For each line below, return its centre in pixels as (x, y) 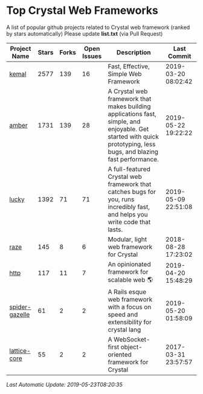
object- (132, 347)
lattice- (20, 350)
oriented (120, 354)
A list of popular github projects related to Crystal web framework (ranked (98, 27)
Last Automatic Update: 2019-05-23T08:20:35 (64, 384)
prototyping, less (132, 144)
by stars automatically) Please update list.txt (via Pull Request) (85, 33)
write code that (129, 222)
